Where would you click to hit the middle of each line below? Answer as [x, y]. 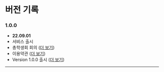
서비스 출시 [23, 42]
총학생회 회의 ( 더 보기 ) [33, 48]
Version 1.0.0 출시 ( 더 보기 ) [38, 60]
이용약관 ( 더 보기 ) [29, 54]
